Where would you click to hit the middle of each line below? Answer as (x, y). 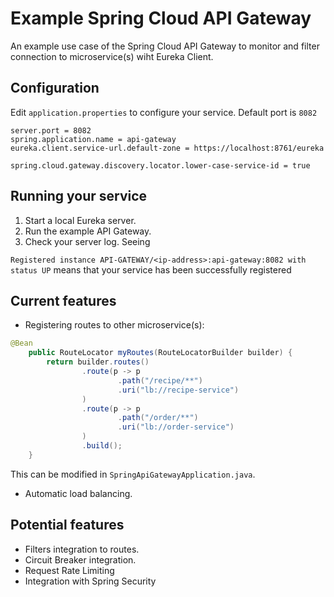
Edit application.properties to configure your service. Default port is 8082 (164, 112)
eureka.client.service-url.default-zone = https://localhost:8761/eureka (167, 148)
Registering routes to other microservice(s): (114, 325)
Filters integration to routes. (82, 549)
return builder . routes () (98, 362)
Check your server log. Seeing (87, 241)
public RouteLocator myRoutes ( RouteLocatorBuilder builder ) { (160, 353)
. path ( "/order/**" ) (158, 418)
